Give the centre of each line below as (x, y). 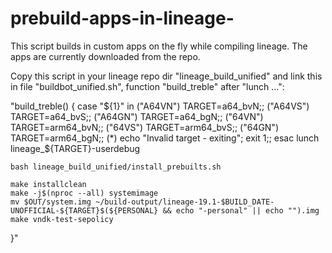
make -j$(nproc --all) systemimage (84, 193)
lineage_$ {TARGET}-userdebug (75, 148)
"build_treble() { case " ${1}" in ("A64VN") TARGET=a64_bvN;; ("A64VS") (160, 106)
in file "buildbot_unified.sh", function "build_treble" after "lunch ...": (147, 86)
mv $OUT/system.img (51, 202)
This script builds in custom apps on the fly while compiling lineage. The (159, 46)
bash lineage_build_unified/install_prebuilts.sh (116, 167)
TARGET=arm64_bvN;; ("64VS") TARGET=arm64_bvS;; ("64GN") (145, 127)
